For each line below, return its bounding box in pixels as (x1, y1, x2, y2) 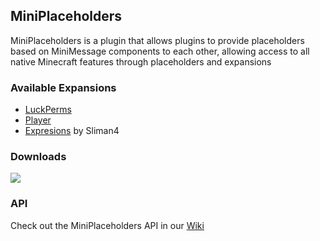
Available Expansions (10, 80, 117, 94)
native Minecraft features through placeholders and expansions (10, 55, 272, 68)
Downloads (10, 150, 67, 164)
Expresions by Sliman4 (24, 125, 120, 137)
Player (24, 114, 52, 126)
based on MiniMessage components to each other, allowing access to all (10, 45, 310, 57)
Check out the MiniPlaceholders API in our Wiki (10, 219, 205, 231)
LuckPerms (24, 104, 72, 116)
